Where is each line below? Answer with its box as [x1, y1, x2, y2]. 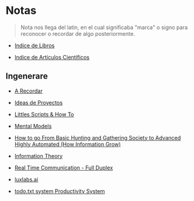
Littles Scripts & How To [14, 110, 74, 118]
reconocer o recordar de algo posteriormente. [20, 30, 135, 37]
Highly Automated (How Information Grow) [14, 140, 121, 148]
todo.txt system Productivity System [14, 187, 105, 194]
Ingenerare [5, 71, 48, 82]
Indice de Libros [14, 42, 55, 49]
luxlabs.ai [14, 176, 39, 183]
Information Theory [14, 152, 63, 159]
